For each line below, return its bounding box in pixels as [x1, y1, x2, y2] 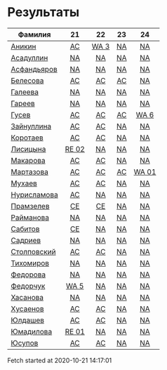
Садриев [11, 235, 41, 245]
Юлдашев [11, 315, 44, 325]
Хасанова [11, 292, 44, 302]
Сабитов [11, 224, 40, 234]
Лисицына [11, 144, 46, 154]
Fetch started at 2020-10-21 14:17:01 [7, 356, 112, 364]
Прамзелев [11, 201, 50, 211]
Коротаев [11, 133, 44, 143]
